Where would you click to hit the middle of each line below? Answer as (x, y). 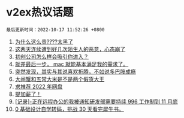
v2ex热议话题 (40, 12)
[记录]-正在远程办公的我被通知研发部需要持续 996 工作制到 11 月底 (96, 101)
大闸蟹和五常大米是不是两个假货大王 (60, 79)
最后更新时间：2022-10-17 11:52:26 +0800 (55, 30)
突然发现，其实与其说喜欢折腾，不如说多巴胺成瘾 (75, 71)
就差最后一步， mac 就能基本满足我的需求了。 (72, 64)
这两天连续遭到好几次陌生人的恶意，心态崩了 (70, 49)
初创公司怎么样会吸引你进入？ (52, 56)
